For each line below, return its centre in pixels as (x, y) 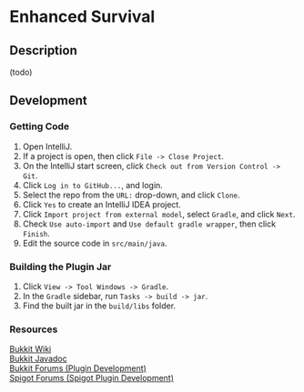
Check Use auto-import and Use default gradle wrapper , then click (149, 224)
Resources (34, 329)
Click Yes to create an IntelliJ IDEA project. (102, 204)
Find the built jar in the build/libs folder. (99, 306)
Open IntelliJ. (47, 146)
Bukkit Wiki (30, 349)
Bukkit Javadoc (38, 359)
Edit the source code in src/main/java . (95, 243)
